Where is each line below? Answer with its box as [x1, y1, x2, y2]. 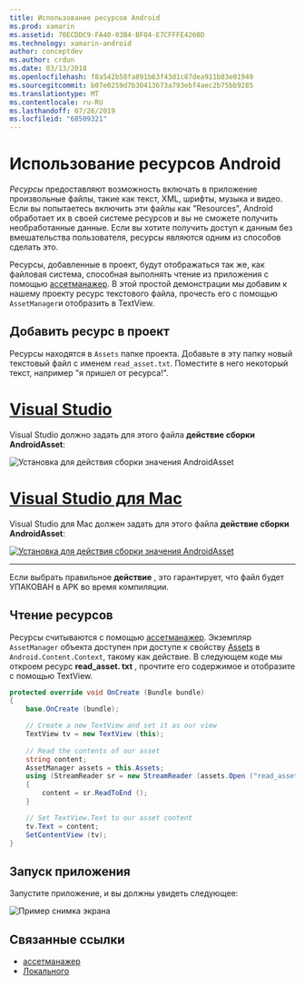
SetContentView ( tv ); [25, 830, 107, 840]
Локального [22, 966, 70, 977]
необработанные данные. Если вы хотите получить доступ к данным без [9, 222, 293, 233]
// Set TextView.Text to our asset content [25, 813, 193, 822]
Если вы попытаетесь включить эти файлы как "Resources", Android [9, 203, 274, 214]
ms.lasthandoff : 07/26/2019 [9, 106, 116, 115]
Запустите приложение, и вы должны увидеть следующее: [9, 888, 239, 899]
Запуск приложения [9, 863, 131, 879]
